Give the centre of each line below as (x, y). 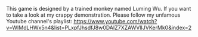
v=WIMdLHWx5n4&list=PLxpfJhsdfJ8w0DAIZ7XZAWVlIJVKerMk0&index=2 (99, 27)
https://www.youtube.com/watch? (115, 21)
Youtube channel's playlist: (39, 21)
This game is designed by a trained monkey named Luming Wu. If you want (99, 9)
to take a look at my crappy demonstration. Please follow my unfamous (93, 15)
